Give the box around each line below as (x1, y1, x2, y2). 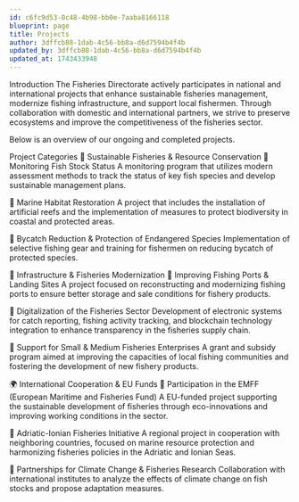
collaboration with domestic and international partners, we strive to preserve (9, 108, 291, 118)
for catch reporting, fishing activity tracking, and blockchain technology (9, 316, 273, 325)
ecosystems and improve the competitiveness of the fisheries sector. (9, 117, 263, 128)
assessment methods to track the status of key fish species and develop (9, 170, 276, 181)
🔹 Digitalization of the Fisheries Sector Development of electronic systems (9, 306, 283, 317)
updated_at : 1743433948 (9, 54, 98, 63)
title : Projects (9, 29, 70, 38)
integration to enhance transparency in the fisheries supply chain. (9, 325, 252, 335)
